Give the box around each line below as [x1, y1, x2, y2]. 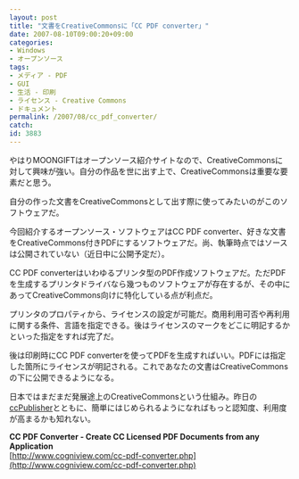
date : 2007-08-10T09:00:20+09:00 [9, 29, 134, 38]
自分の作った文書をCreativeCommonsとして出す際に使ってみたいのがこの [9, 195, 281, 206]
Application [9, 441, 54, 451]
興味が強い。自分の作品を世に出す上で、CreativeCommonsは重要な [32, 166, 281, 177]
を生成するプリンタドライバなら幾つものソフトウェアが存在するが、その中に [9, 278, 291, 289]
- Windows [9, 46, 46, 55]
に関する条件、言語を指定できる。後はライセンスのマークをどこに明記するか [9, 319, 291, 330]
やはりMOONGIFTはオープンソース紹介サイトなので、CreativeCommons [9, 154, 276, 165]
